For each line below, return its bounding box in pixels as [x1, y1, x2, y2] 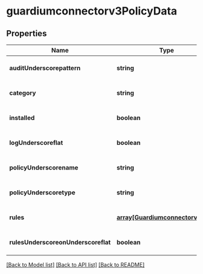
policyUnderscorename [9, 164, 79, 171]
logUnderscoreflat [9, 139, 63, 147]
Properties [6, 28, 47, 39]
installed [9, 113, 35, 122]
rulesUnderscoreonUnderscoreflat [9, 238, 111, 246]
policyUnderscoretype [9, 188, 76, 197]
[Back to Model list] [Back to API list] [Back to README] [6, 261, 145, 268]
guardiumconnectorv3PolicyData [6, 4, 178, 18]
